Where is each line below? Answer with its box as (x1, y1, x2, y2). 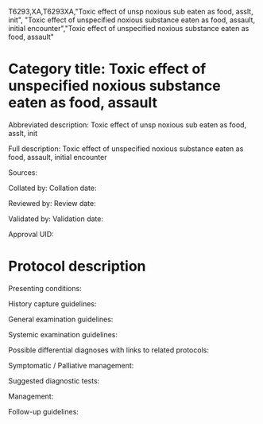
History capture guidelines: (8, 298, 97, 309)
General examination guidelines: (8, 314, 114, 324)
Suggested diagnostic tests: (8, 375, 100, 385)
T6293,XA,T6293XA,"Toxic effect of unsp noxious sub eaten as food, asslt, (8, 7, 253, 16)
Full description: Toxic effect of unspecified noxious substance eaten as (8, 143, 244, 154)
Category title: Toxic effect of (8, 60, 207, 78)
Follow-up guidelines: (8, 406, 79, 416)
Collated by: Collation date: (8, 183, 97, 193)
